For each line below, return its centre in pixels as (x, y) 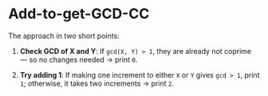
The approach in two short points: (64, 36)
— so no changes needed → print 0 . (79, 60)
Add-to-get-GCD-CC (79, 14)
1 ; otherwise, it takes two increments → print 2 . (97, 83)
